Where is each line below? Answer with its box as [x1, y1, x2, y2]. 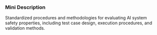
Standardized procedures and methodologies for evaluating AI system [5, 15, 147, 21]
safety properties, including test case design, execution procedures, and [5, 20, 153, 26]
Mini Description [5, 4, 46, 11]
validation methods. [5, 25, 45, 31]
